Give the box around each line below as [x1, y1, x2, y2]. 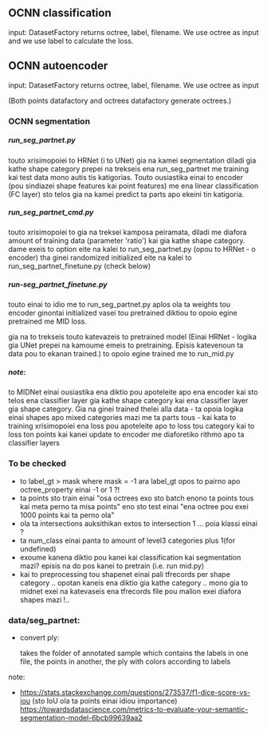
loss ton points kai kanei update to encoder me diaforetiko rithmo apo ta [8, 430, 245, 439]
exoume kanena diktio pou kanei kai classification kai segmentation [19, 552, 241, 562]
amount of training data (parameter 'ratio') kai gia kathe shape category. [8, 236, 245, 245]
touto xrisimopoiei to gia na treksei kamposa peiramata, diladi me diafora [8, 227, 247, 237]
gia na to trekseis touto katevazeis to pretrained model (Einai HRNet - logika [8, 332, 257, 342]
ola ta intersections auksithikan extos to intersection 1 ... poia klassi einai [19, 518, 257, 528]
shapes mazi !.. [19, 595, 70, 604]
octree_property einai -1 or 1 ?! [19, 485, 120, 494]
